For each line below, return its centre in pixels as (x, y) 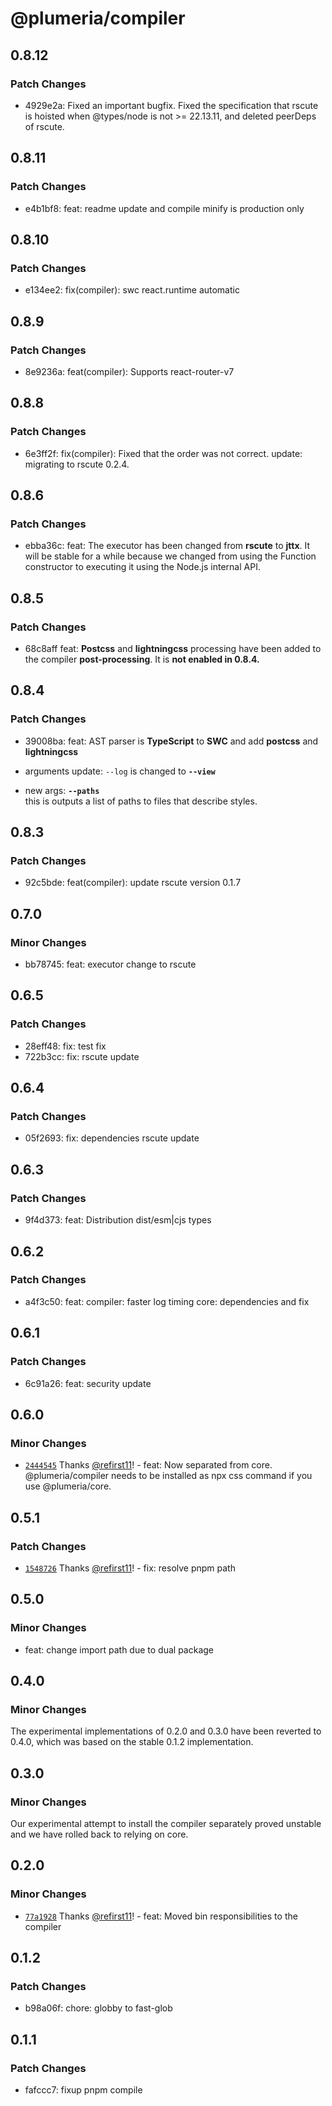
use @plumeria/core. (68, 1486)
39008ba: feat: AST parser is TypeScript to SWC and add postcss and (171, 741)
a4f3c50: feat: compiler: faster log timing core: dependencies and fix (167, 1301)
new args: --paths (62, 790)
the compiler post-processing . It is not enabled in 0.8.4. (142, 659)
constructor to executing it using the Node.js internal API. (142, 567)
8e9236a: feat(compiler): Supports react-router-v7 (129, 371)
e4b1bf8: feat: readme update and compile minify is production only (164, 208)
